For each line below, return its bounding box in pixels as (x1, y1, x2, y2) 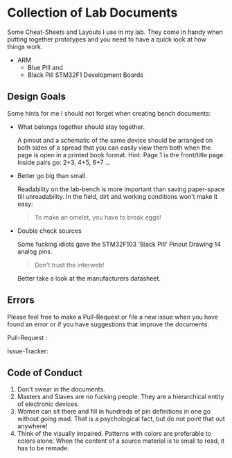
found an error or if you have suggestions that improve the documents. (7, 320, 209, 328)
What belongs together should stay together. (17, 123, 145, 131)
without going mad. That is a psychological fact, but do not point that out (17, 414, 225, 423)
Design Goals (7, 91, 66, 103)
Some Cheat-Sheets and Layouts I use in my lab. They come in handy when (7, 28, 223, 36)
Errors (7, 294, 35, 306)
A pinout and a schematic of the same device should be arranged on (17, 136, 213, 144)
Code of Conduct (7, 367, 83, 378)
